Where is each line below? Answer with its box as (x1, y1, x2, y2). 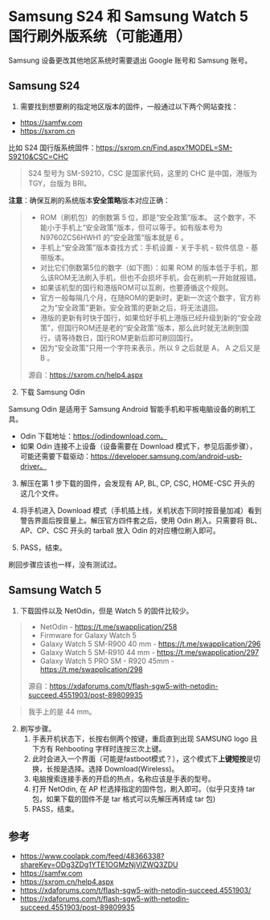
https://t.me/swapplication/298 (39, 664, 143, 674)
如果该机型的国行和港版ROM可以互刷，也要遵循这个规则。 (39, 283, 233, 292)
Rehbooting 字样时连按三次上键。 (55, 743, 166, 753)
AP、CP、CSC (19, 525, 69, 535)
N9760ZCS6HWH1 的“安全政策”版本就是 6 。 (39, 232, 189, 242)
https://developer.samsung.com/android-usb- (90, 451, 243, 461)
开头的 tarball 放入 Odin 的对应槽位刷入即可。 (69, 525, 220, 535)
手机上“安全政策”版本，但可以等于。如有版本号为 (61, 222, 223, 232)
